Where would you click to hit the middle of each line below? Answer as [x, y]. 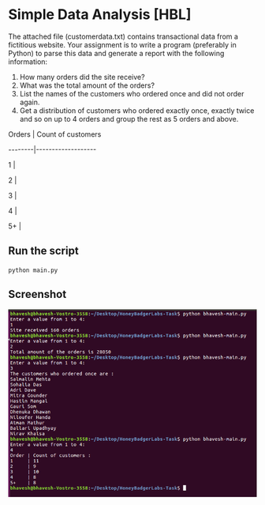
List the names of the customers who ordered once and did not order [132, 93]
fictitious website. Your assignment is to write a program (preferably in [122, 44]
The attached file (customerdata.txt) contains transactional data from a [123, 36]
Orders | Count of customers [55, 134]
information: [28, 62]
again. [30, 102]
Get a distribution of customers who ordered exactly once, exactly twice [137, 110]
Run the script [43, 251]
